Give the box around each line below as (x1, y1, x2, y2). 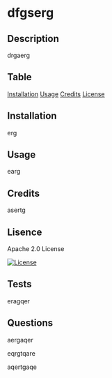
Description (7, 33, 59, 45)
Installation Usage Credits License (7, 89, 105, 98)
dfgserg (7, 5, 54, 21)
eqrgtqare (7, 349, 36, 357)
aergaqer (7, 335, 33, 344)
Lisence (7, 226, 42, 238)
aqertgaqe (7, 363, 37, 371)
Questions (7, 317, 54, 329)
